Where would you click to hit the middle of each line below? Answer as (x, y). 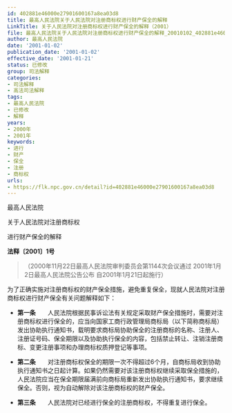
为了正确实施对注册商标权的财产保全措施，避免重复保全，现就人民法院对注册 (116, 289)
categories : (24, 78)
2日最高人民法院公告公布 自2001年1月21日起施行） (96, 275)
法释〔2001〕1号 (31, 251)
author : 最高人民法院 (35, 39)
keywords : (21, 142)
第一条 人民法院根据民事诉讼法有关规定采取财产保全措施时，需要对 (117, 313)
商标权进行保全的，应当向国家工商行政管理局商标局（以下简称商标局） (123, 321)
